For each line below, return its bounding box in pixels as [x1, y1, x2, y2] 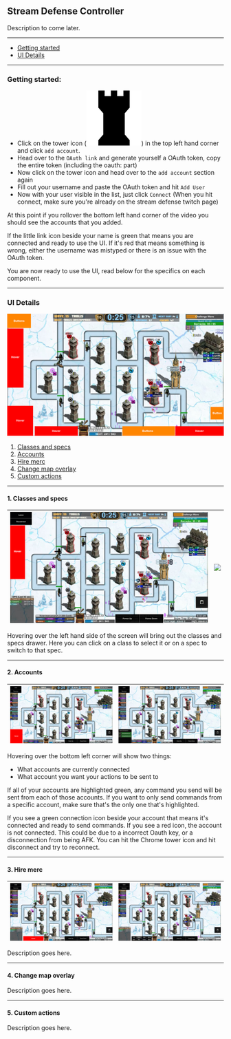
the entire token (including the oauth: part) [16, 161, 137, 169]
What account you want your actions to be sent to [16, 772, 159, 780]
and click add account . [16, 147, 80, 155]
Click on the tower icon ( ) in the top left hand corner [16, 139, 219, 147]
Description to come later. [7, 23, 80, 32]
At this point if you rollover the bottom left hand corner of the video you [7, 211, 209, 219]
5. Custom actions [7, 1008, 60, 1017]
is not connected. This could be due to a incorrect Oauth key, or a [7, 828, 193, 837]
